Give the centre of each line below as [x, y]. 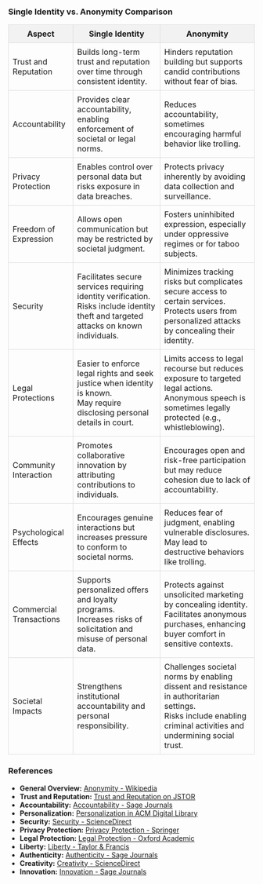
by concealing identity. [206, 605]
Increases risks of [110, 619]
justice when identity [115, 383]
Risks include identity [116, 306]
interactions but [106, 528]
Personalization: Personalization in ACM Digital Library [108, 813]
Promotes [95, 446]
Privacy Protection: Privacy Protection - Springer [99, 830]
